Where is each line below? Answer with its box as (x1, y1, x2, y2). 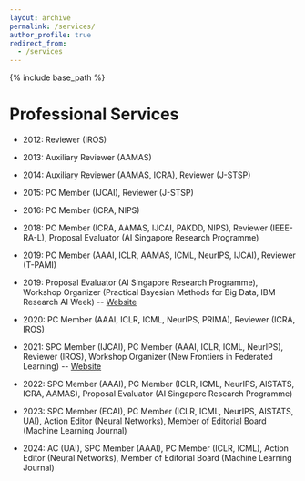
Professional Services (9, 104, 179, 125)
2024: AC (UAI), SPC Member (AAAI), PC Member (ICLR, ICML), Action (22, 443, 290, 454)
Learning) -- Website (22, 361, 102, 372)
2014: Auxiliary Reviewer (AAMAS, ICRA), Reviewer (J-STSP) (22, 169, 251, 180)
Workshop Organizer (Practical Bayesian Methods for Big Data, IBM (22, 287, 276, 298)
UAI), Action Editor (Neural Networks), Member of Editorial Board (22, 415, 267, 426)
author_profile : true (9, 30, 92, 39)
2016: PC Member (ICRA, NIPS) (22, 205, 140, 216)
